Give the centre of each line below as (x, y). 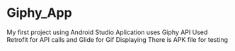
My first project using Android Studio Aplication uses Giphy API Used (107, 32)
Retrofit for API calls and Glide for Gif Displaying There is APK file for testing (117, 39)
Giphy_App (39, 13)
